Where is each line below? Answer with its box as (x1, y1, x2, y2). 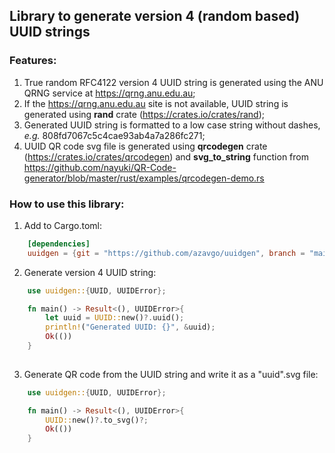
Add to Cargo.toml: (23, 219, 102, 231)
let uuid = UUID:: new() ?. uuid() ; (45, 313, 185, 323)
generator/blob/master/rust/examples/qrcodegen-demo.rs (23, 172, 265, 184)
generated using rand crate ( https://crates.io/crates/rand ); (23, 108, 266, 120)
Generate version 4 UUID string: (23, 266, 157, 278)
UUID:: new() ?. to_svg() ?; (45, 415, 149, 425)
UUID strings (9, 24, 91, 41)
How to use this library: (9, 197, 125, 211)
